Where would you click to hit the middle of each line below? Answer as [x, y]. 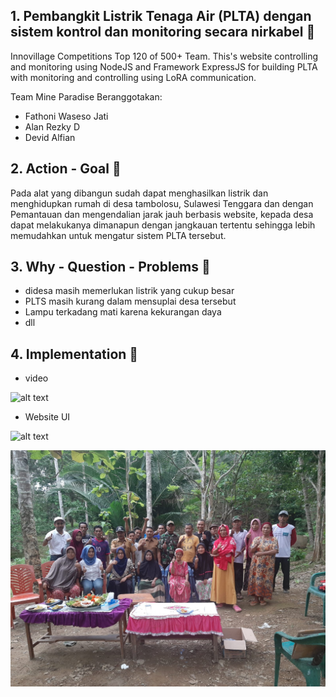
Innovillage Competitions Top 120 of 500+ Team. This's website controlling [164, 56]
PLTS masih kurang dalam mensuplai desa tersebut [130, 301]
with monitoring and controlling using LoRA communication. [133, 77]
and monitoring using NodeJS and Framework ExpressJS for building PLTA [164, 66]
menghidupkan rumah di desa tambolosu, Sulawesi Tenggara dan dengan [162, 203]
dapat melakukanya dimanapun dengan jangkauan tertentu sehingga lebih [163, 225]
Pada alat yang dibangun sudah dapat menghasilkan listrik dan [139, 193]
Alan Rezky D [52, 126]
